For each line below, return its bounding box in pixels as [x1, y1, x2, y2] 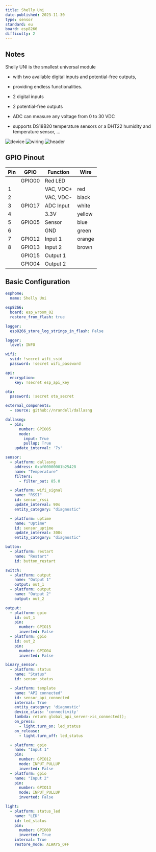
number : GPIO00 [18, 827, 51, 833]
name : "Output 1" [14, 577, 51, 583]
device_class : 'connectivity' [14, 709, 79, 715]
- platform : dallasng [10, 459, 56, 465]
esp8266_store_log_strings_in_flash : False [10, 328, 103, 334]
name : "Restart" [14, 554, 49, 559]
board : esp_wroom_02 [10, 310, 54, 315]
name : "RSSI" [14, 493, 42, 498]
